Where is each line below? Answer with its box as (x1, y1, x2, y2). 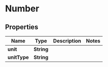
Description (53, 38, 81, 44)
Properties (5, 23, 38, 31)
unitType (7, 54, 29, 61)
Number (5, 3, 39, 14)
